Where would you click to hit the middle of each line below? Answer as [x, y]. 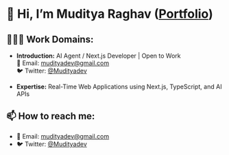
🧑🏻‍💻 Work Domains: [50, 39]
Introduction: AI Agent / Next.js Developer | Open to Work [98, 56]
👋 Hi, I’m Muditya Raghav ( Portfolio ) [110, 14]
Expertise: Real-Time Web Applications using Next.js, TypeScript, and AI [119, 86]
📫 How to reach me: [51, 116]
